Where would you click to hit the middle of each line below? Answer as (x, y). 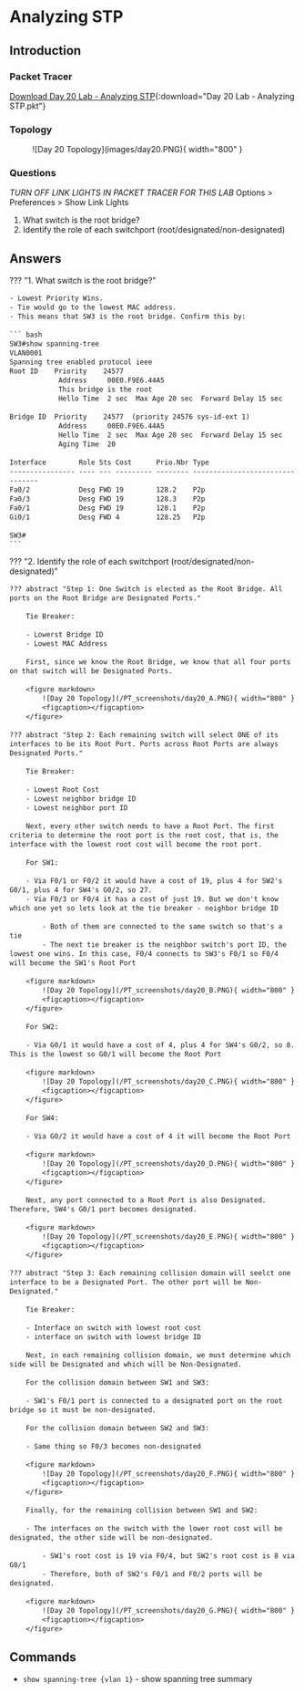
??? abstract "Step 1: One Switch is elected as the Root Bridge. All (146, 589)
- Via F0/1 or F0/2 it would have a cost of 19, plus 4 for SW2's (154, 881)
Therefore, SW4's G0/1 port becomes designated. (103, 1210)
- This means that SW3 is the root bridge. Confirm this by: (128, 317)
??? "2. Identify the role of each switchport (89, 562)
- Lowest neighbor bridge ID (81, 799)
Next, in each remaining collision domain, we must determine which (158, 1355)
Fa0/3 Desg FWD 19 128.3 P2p (107, 499)
